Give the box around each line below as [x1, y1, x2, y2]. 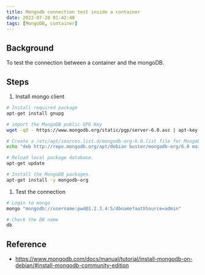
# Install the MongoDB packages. [6, 171, 92, 177]
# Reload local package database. [6, 155, 95, 161]
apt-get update [6, 160, 45, 166]
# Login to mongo [6, 199, 51, 206]
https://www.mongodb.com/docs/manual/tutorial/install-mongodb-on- [15, 255, 193, 263]
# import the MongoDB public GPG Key [6, 121, 103, 127]
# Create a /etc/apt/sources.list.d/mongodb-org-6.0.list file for [6, 138, 182, 144]
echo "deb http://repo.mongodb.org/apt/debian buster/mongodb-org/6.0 [6, 144, 190, 150]
